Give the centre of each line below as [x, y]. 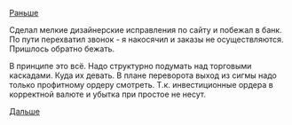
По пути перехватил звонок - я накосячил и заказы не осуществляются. [146, 39]
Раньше [24, 13]
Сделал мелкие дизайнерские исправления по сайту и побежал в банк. [146, 30]
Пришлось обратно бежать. [62, 49]
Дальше [24, 111]
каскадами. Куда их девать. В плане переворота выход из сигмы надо [143, 75]
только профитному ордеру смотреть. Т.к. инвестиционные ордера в [141, 85]
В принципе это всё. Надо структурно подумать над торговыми [130, 66]
